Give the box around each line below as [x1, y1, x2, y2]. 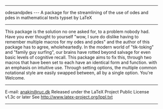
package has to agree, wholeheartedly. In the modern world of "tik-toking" [5, 44, 154, 50]
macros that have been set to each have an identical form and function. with [5, 60, 158, 65]
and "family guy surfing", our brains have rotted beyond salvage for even [5, 49, 151, 55]
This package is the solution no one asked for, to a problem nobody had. [5, 29, 150, 34]
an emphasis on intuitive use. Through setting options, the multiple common [5, 65, 157, 70]
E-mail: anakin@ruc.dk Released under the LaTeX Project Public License [5, 89, 149, 94]
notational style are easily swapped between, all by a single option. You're [5, 70, 153, 76]
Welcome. [5, 75, 25, 80]
